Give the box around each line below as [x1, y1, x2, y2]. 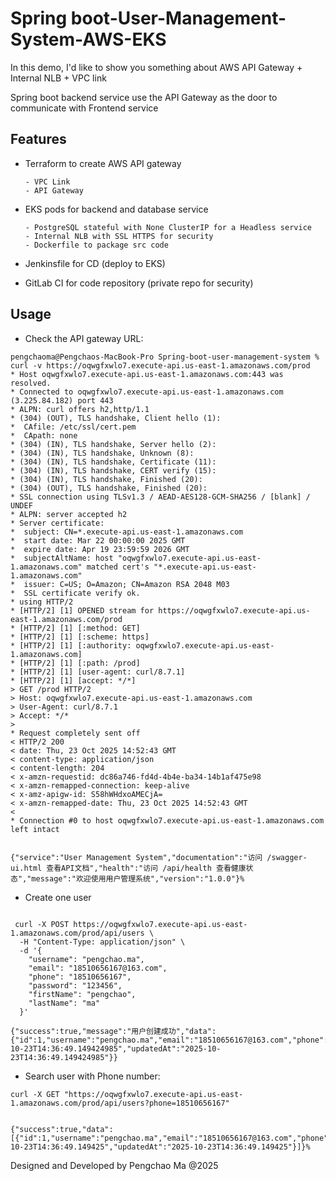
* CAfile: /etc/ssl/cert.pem [10, 422, 137, 432]
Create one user [24, 891, 92, 903]
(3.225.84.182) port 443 [10, 395, 114, 406]
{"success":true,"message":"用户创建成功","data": [10, 1026, 217, 1036]
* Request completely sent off [10, 728, 141, 738]
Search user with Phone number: [24, 1070, 161, 1082]
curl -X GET [10, 1089, 60, 1099]
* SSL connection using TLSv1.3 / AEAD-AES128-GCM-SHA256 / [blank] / [10, 492, 311, 502]
